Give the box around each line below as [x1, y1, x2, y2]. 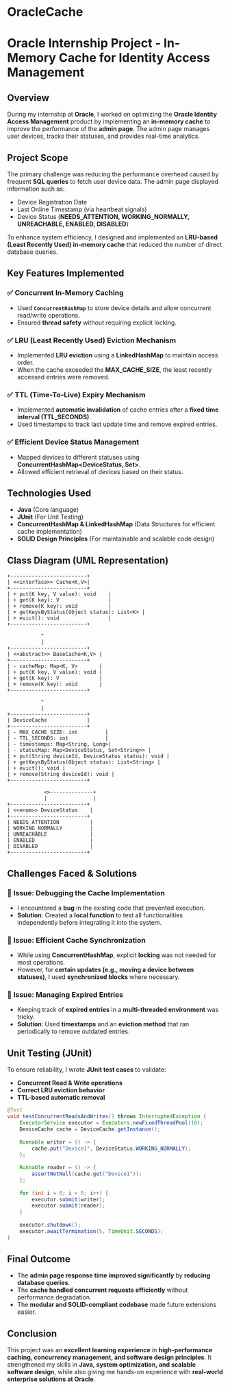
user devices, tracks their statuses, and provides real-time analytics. [7, 132, 201, 141]
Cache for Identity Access [58, 50, 210, 66]
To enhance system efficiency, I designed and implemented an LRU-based [7, 233, 218, 241]
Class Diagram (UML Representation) [7, 554, 169, 566]
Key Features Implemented [7, 268, 125, 279]
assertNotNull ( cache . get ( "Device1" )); [31, 1170, 142, 1177]
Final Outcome [7, 1253, 71, 1265]
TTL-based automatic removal [16, 1094, 105, 1102]
